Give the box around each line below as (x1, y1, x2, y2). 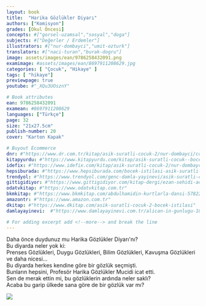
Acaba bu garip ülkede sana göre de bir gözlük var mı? (6, 281, 145, 289)
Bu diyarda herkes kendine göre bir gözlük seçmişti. (6, 262, 138, 269)
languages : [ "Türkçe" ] (6, 111, 64, 117)
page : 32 (6, 117, 29, 123)
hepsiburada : (6, 168, 40, 174)
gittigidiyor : (6, 179, 43, 186)
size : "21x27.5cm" (6, 123, 53, 129)
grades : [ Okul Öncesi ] (6, 26, 64, 33)
